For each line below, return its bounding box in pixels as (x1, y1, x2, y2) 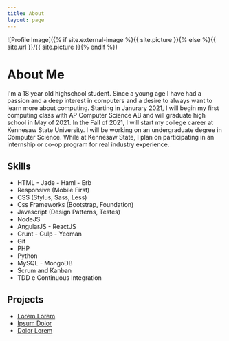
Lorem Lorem (17, 312, 56, 320)
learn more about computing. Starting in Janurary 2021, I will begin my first (7, 104, 219, 112)
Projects (7, 294, 44, 305)
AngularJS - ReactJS (17, 223, 77, 231)
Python (17, 252, 38, 260)
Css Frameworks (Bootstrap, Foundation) (17, 201, 134, 209)
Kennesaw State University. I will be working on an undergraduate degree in (7, 126, 222, 134)
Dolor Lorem (17, 327, 53, 335)
